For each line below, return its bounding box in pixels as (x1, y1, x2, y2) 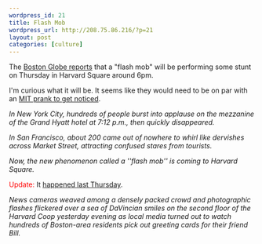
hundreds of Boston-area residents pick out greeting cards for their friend (9, 220, 249, 230)
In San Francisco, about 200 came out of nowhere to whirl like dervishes (9, 133, 245, 142)
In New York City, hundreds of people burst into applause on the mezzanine (9, 109, 254, 118)
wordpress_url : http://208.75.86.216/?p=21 (9, 26, 154, 34)
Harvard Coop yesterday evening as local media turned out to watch (9, 212, 232, 221)
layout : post (9, 33, 52, 42)
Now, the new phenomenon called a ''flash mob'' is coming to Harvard (9, 156, 238, 166)
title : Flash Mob (9, 19, 66, 27)
